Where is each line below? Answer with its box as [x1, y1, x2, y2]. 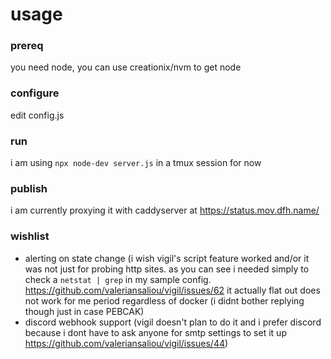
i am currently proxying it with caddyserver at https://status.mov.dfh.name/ [10, 204, 320, 217]
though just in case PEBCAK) [24, 305, 145, 317]
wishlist [10, 229, 50, 243]
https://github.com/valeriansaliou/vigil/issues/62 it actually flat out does [24, 284, 321, 296]
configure [10, 86, 60, 100]
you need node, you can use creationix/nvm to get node [10, 61, 242, 73]
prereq [10, 39, 44, 53]
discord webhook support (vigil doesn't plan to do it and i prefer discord [24, 316, 322, 328]
